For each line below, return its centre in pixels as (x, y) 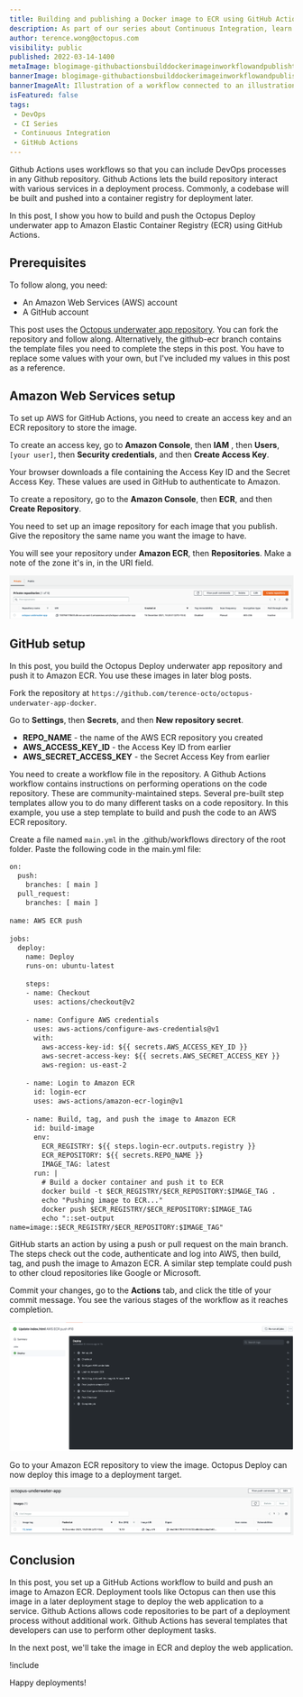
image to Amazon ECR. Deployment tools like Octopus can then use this (143, 1592)
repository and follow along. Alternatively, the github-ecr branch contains (146, 339)
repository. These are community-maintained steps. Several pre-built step (147, 793)
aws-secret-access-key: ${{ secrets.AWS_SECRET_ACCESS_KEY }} (161, 1056)
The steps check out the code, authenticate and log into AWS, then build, (145, 1253)
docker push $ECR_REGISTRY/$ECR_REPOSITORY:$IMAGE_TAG (147, 1209)
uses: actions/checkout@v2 (84, 1002)
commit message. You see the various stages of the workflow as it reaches (149, 1299)
